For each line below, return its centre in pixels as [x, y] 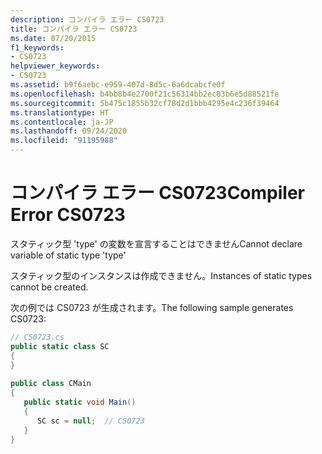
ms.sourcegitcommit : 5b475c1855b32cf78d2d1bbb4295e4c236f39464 [145, 103]
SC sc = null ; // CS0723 [90, 421]
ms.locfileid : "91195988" [64, 141]
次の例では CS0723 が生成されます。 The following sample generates [152, 307]
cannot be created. [49, 287]
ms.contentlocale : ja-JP [62, 122]
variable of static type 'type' [68, 255]
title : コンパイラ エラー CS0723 [74, 29]
